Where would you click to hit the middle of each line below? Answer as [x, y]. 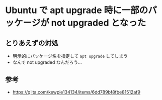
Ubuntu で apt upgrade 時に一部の [77, 10]
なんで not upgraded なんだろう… [47, 62]
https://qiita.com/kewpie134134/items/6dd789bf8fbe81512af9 [76, 92]
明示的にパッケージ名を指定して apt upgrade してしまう [70, 56]
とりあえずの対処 [32, 43]
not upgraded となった [99, 23]
